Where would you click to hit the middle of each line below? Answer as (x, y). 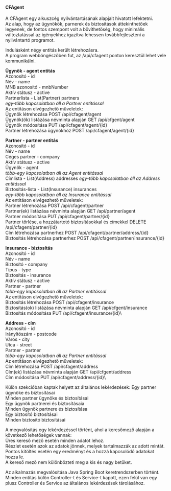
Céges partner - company (33, 157)
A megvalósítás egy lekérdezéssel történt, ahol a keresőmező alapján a (80, 430)
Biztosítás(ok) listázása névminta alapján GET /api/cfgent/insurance (76, 308)
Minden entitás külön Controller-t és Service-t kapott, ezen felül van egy (81, 478)
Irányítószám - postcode (31, 334)
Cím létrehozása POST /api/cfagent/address (52, 367)
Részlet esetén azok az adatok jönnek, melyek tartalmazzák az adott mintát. (85, 446)
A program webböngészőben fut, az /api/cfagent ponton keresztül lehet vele (86, 56)
